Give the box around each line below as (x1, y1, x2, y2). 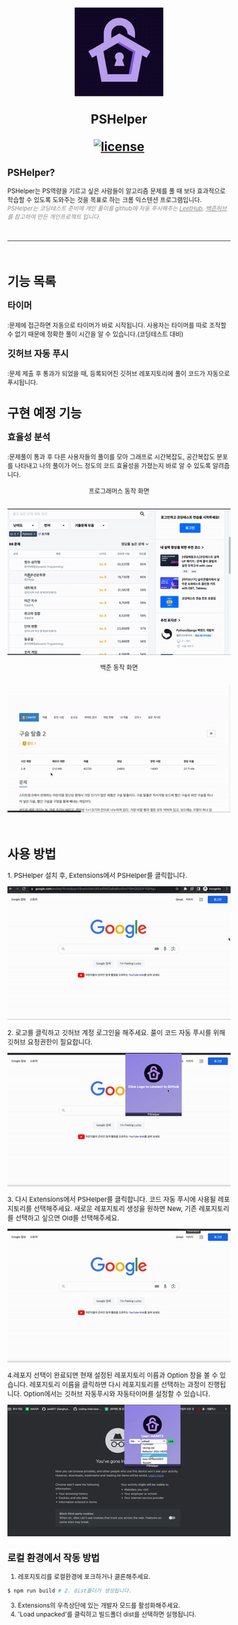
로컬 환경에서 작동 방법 (7, 1552, 101, 1564)
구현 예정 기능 (7, 405, 82, 421)
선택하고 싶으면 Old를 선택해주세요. (15, 1213, 120, 1222)
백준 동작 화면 (100, 663, 138, 671)
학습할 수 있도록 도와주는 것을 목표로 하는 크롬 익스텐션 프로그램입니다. (7, 195, 202, 203)
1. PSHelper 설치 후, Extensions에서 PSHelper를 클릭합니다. (7, 871, 188, 881)
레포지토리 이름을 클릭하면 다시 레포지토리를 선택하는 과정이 (29, 1380, 206, 1389)
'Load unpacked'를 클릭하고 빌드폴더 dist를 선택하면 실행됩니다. (17, 1609, 197, 1618)
